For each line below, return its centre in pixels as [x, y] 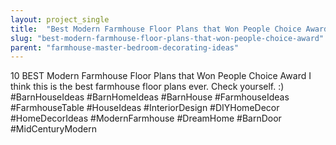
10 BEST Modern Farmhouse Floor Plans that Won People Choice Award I [161, 76]
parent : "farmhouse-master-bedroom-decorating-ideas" [125, 47]
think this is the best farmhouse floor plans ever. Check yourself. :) [147, 87]
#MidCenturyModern [53, 129]
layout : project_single [60, 19]
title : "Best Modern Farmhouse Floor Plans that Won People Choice [156, 29]
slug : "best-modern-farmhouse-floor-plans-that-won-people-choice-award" [167, 38]
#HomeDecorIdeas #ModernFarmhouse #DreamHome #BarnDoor [146, 118]
